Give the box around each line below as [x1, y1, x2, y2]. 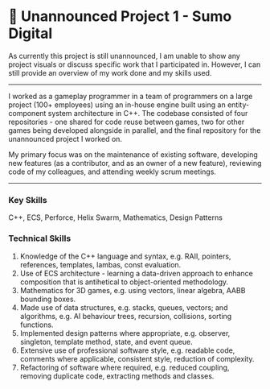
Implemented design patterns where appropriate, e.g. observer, [19, 328, 231, 337]
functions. [19, 320, 54, 329]
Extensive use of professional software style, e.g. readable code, [19, 346, 235, 355]
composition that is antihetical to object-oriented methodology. [19, 277, 229, 287]
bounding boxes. [19, 294, 76, 304]
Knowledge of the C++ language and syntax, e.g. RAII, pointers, [19, 251, 231, 261]
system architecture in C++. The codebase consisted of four [47, 108, 248, 118]
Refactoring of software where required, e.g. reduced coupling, [19, 362, 230, 372]
